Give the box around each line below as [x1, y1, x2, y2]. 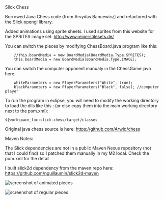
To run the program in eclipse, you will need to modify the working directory [5, 98, 159, 103]
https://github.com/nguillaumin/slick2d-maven [5, 171, 99, 176]
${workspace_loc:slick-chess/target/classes [5, 117, 98, 122]
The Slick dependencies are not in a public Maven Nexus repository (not [5, 145, 151, 151]
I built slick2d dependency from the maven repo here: [5, 165, 114, 171]
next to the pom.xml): [5, 108, 48, 114]
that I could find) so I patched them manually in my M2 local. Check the [5, 150, 149, 156]
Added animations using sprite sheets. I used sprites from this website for [5, 29, 154, 34]
